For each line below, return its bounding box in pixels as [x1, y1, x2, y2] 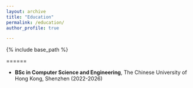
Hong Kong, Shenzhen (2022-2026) [14, 75, 103, 82]
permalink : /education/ [6, 19, 65, 25]
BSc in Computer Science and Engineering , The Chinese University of [14, 69, 188, 76]
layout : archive [6, 8, 46, 15]
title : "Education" [6, 14, 54, 20]
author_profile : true [6, 25, 60, 31]
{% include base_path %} [6, 46, 68, 53]
